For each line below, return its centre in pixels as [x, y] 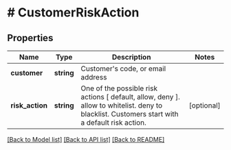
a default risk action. [113, 123]
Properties [30, 38]
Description [131, 57]
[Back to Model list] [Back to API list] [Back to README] [86, 139]
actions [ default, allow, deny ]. [130, 97]
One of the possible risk [119, 88]
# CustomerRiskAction [73, 13]
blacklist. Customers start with [130, 114]
